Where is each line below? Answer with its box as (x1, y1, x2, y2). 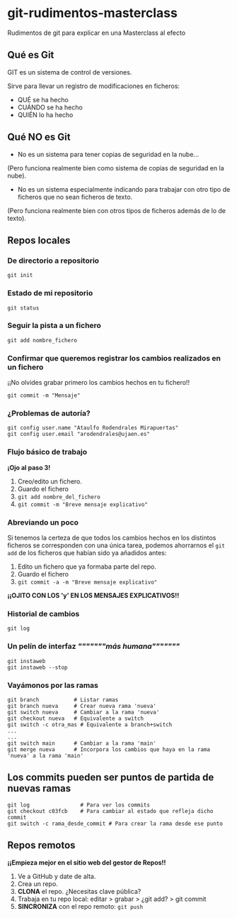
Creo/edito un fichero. (17, 477, 83, 486)
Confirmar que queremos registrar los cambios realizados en (7, 353, 221, 363)
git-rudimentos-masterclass (7, 5, 178, 21)
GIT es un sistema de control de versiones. (7, 67, 132, 76)
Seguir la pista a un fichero (7, 321, 101, 331)
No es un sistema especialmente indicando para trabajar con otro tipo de (17, 185, 231, 193)
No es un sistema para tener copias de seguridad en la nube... (17, 150, 200, 158)
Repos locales (7, 234, 71, 246)
